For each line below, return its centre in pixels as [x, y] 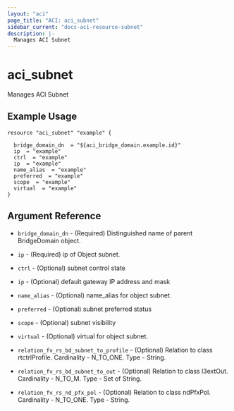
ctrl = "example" [41, 157]
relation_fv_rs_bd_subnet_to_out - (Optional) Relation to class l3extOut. [123, 371]
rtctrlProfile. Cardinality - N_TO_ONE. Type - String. [92, 357]
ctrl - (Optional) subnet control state [71, 268]
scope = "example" [42, 182]
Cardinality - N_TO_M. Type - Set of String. [80, 379]
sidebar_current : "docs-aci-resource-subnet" [75, 27]
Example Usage [42, 117]
